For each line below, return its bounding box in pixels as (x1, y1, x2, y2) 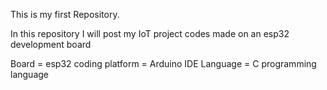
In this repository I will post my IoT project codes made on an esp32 (10, 28, 290, 39)
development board (10, 39, 92, 50)
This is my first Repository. (10, 9, 120, 20)
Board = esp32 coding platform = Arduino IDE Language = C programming (10, 58, 317, 69)
